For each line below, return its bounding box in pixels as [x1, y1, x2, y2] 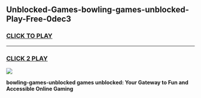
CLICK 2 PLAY [6, 54, 48, 62]
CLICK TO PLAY [6, 32, 53, 40]
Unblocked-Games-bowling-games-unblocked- [6, 5, 190, 15]
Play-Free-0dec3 [6, 14, 72, 24]
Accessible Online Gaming [6, 85, 74, 92]
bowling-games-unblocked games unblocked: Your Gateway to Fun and [6, 78, 188, 86]
